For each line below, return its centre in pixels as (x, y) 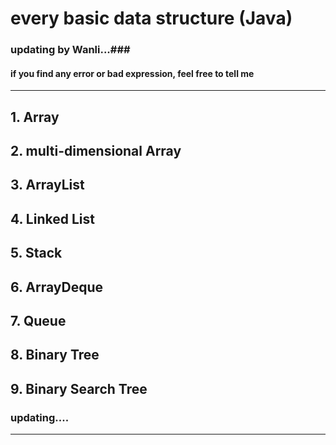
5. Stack (36, 253)
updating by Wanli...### (70, 50)
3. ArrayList (47, 185)
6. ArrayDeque (57, 287)
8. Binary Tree (55, 355)
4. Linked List (52, 218)
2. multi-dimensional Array (96, 151)
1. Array (35, 117)
